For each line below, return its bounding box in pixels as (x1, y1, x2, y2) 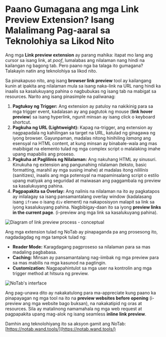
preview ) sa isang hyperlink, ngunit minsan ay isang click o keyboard (12, 113, 155, 119)
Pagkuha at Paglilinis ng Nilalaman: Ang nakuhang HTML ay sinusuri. (12, 156, 157, 162)
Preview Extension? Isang (5, 14, 114, 25)
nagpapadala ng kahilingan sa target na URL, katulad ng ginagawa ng (12, 129, 156, 135)
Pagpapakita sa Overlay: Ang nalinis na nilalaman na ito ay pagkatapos (12, 188, 160, 194)
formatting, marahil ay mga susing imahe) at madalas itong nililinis (12, 166, 148, 173)
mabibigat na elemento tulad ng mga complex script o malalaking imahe (12, 145, 161, 151)
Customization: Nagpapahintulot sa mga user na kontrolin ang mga (12, 265, 152, 271)
